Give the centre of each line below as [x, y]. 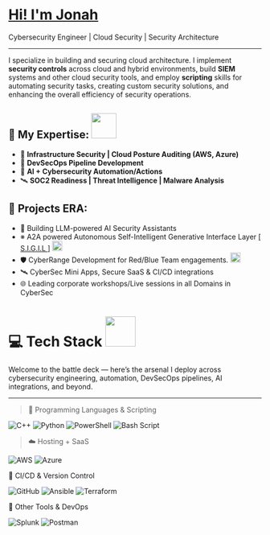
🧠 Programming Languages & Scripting [92, 409]
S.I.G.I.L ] [35, 248]
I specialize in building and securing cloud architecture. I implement [120, 60]
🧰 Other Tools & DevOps [48, 506]
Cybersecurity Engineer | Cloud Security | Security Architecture [114, 37]
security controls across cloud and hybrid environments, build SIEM [122, 68]
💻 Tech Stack [55, 342]
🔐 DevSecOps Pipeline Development [82, 163]
